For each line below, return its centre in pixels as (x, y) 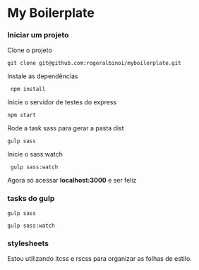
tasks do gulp (31, 199)
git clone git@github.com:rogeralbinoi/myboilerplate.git (94, 63)
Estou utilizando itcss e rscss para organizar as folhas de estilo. (99, 259)
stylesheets (28, 243)
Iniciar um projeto (38, 35)
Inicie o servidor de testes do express (62, 102)
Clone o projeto (30, 50)
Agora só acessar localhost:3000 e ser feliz (72, 180)
